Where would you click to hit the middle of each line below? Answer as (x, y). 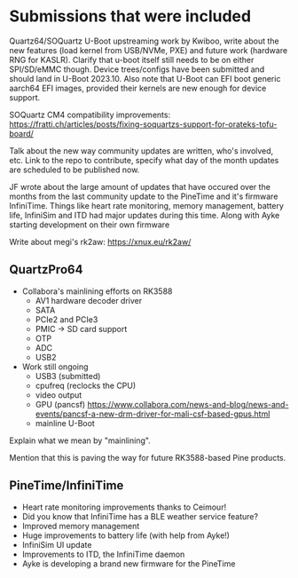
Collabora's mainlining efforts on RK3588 (97, 291)
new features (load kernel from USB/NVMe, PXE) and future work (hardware (149, 50)
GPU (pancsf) (60, 404)
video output (59, 395)
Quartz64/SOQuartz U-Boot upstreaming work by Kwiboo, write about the (144, 41)
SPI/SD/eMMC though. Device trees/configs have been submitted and (137, 69)
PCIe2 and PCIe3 (67, 319)
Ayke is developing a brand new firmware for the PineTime (129, 563)
